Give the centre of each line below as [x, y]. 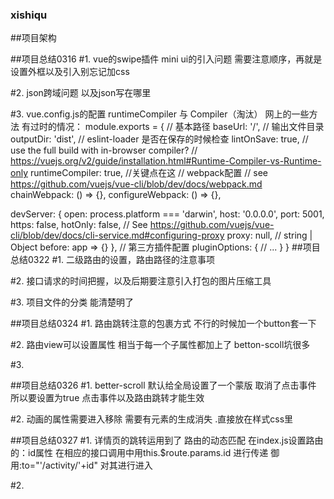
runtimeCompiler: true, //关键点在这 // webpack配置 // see [148, 173]
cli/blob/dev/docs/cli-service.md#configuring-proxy [117, 235]
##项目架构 [33, 38]
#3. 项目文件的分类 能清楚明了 [72, 302]
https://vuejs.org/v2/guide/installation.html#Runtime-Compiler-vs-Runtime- [166, 161]
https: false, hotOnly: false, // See [79, 225]
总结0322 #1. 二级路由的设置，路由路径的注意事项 [113, 260]
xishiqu [29, 15]
